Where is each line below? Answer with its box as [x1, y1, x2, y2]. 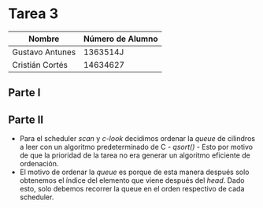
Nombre [28, 33, 60, 44]
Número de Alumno [83, 33, 158, 44]
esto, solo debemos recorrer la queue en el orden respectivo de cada [19, 184, 245, 194]
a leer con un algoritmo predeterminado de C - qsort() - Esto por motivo [19, 143, 254, 152]
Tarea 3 [8, 5, 59, 23]
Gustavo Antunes [12, 46, 76, 58]
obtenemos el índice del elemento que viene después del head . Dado [19, 176, 245, 185]
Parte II [8, 113, 44, 126]
